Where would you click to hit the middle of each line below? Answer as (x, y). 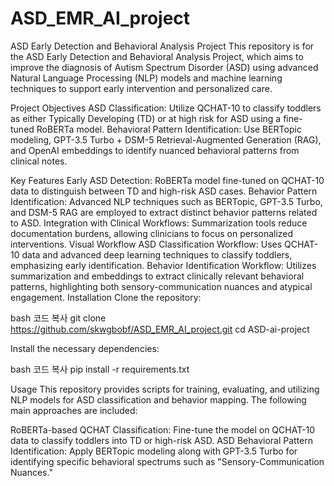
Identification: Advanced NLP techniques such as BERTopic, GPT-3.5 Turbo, (166, 201)
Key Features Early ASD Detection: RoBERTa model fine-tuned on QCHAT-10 (167, 180)
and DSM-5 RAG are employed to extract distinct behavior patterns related (164, 212)
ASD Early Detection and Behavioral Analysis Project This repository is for (162, 46)
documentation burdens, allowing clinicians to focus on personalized (152, 233)
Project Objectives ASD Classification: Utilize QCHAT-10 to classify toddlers (166, 108)
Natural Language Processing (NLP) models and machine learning (146, 78)
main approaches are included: (74, 410)
